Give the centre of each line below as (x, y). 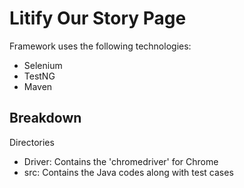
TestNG (39, 76)
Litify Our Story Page (98, 18)
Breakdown (45, 118)
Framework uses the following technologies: (100, 46)
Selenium (43, 65)
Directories (32, 142)
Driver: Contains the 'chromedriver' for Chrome (121, 161)
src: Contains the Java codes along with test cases (128, 172)
